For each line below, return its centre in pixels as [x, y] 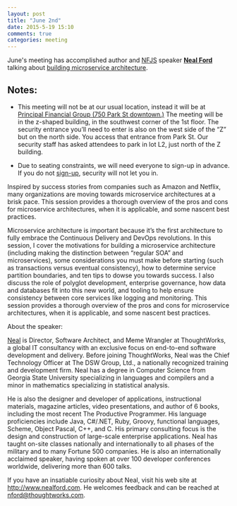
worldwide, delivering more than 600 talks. [69, 466]
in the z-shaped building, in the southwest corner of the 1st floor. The [118, 121]
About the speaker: [35, 326]
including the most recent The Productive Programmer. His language [107, 414]
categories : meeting [38, 40]
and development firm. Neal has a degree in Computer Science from [107, 370]
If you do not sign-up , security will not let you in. [88, 173]
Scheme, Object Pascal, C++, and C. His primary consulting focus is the [112, 428]
